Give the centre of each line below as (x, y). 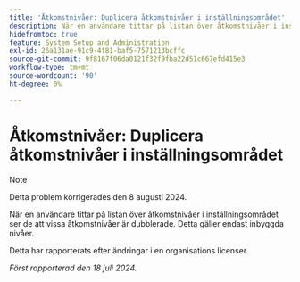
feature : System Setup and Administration (89, 42)
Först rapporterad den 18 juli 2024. (73, 268)
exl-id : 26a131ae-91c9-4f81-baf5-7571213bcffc (97, 51)
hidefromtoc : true (43, 34)
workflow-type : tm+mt (50, 68)
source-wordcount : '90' (54, 76)
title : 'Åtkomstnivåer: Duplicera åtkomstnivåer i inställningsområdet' (147, 17)
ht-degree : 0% (36, 84)
